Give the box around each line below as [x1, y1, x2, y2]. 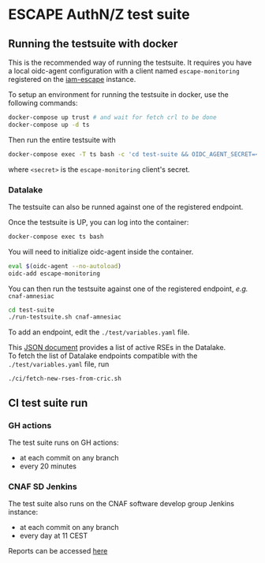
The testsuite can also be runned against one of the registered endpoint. [8, 202, 244, 211]
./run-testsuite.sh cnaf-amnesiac [8, 313, 122, 321]
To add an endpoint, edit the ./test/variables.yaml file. [8, 327, 190, 337]
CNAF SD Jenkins [8, 481, 77, 492]
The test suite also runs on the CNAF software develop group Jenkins [8, 499, 235, 509]
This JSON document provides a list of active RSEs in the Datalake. [8, 343, 226, 352]
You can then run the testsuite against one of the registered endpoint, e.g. [8, 284, 248, 293]
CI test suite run [8, 396, 88, 409]
